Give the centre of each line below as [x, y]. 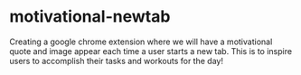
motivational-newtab [90, 17]
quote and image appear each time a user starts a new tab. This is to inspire [150, 51]
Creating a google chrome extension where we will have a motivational [141, 42]
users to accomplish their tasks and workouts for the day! [117, 61]
